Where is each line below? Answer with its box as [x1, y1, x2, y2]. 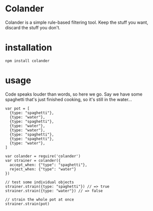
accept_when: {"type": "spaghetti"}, [9, 162, 88, 167]
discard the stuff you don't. [5, 24, 61, 30]
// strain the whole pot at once [5, 197, 74, 202]
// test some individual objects [5, 179, 74, 185]
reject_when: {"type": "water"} [9, 166, 77, 171]
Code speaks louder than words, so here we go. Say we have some [5, 91, 143, 97]
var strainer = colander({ [5, 158, 61, 163]
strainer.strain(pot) [5, 201, 50, 206]
